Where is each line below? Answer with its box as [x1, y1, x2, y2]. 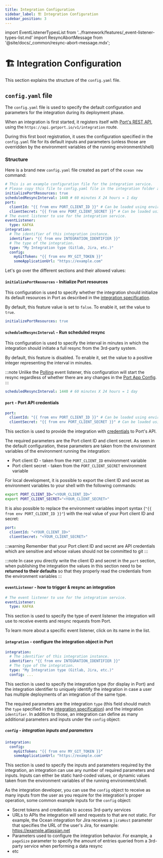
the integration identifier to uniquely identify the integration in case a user [5, 686, 152, 692]
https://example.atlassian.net [12, 828, 70, 834]
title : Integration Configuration [5, 7, 75, 12]
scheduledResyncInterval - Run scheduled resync [5, 329, 105, 335]
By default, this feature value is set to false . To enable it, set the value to [5, 304, 150, 310]
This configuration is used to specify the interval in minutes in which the [5, 340, 149, 346]
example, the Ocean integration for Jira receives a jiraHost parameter [12, 817, 153, 823]
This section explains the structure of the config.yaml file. [5, 77, 121, 83]
